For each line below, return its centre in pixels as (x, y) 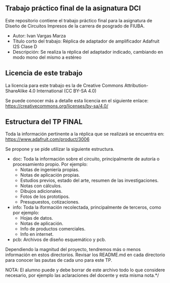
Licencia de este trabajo (44, 73)
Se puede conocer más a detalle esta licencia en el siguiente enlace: (77, 100)
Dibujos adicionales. (41, 191)
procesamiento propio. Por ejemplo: (50, 165)
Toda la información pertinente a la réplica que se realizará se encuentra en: (85, 134)
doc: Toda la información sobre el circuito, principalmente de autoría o (86, 159)
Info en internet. (37, 234)
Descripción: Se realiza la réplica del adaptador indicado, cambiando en (88, 52)
